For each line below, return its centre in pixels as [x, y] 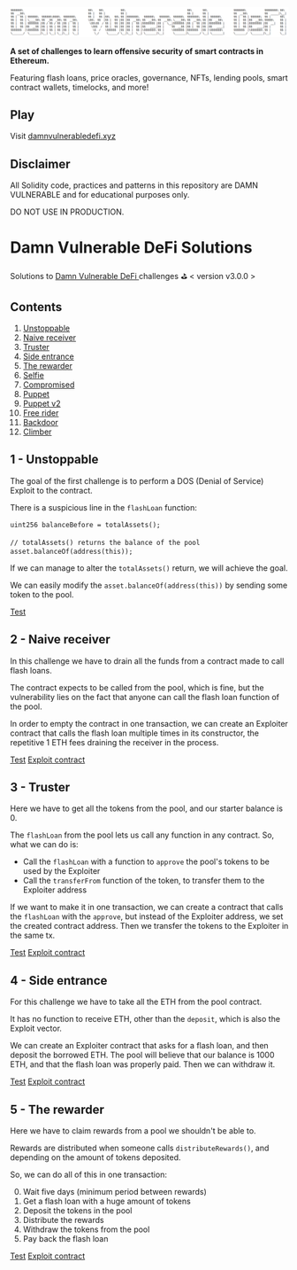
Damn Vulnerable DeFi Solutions [131, 248]
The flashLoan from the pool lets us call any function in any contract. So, [142, 835]
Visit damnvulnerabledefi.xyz [63, 136]
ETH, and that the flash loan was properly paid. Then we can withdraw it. [143, 1064]
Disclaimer [40, 164]
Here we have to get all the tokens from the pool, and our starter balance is [147, 808]
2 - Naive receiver [60, 639]
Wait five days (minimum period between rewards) [114, 1192]
